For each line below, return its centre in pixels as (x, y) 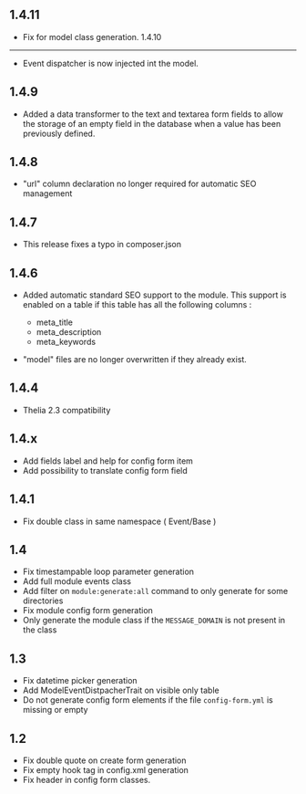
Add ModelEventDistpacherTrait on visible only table (121, 690)
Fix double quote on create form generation (104, 760)
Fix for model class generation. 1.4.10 (92, 37)
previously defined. (59, 133)
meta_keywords (66, 342)
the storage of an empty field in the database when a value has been (152, 123)
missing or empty (55, 710)
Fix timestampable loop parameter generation (108, 572)
